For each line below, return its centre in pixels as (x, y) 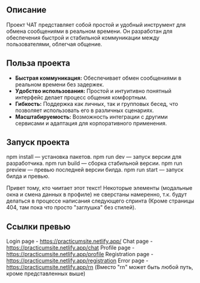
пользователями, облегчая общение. (54, 44)
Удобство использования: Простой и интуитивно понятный (93, 91)
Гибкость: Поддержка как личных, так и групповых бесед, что (97, 103)
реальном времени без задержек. (59, 84)
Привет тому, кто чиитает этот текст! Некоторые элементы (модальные (99, 188)
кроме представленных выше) (46, 274)
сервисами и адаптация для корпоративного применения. (91, 123)
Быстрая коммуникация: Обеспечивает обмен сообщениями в (98, 78)
